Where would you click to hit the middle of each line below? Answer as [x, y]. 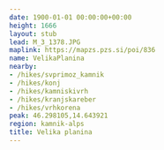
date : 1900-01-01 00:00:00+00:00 [71, 17]
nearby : [23, 67]
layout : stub [33, 34]
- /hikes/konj [35, 83]
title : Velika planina [51, 132]
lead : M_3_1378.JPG [45, 42]
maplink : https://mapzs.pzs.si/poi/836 [82, 50]
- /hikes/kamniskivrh [49, 91]
